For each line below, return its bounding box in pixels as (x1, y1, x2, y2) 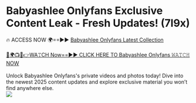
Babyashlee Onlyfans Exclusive (6, 4, 163, 18)
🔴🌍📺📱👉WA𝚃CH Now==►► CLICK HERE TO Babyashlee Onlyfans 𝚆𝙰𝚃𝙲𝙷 (6, 51, 190, 58)
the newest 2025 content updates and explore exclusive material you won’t (6, 78, 188, 85)
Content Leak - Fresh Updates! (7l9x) (6, 16, 190, 30)
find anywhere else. (6, 84, 54, 91)
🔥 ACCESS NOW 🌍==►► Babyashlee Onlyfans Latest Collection (6, 36, 164, 43)
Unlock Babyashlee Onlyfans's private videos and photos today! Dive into (6, 72, 184, 79)
